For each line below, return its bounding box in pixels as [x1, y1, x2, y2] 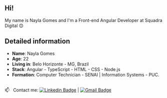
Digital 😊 [4, 22, 23, 28]
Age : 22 [11, 55, 29, 61]
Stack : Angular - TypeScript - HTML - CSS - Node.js [11, 66, 120, 72]
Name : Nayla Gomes [11, 50, 55, 56]
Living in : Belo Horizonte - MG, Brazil [11, 61, 89, 67]
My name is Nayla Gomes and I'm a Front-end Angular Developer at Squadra [4, 17, 163, 23]
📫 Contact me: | [4, 87, 79, 93]
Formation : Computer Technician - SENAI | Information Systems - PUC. [11, 71, 159, 77]
